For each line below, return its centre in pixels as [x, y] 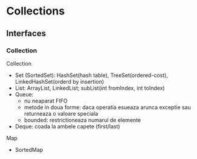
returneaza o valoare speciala [61, 113]
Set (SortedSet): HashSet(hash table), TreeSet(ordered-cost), [91, 75]
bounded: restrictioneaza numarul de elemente [82, 120]
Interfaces [26, 33]
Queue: [24, 94]
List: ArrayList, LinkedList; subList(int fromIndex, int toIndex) [90, 88]
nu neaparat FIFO [46, 101]
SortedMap [29, 149]
